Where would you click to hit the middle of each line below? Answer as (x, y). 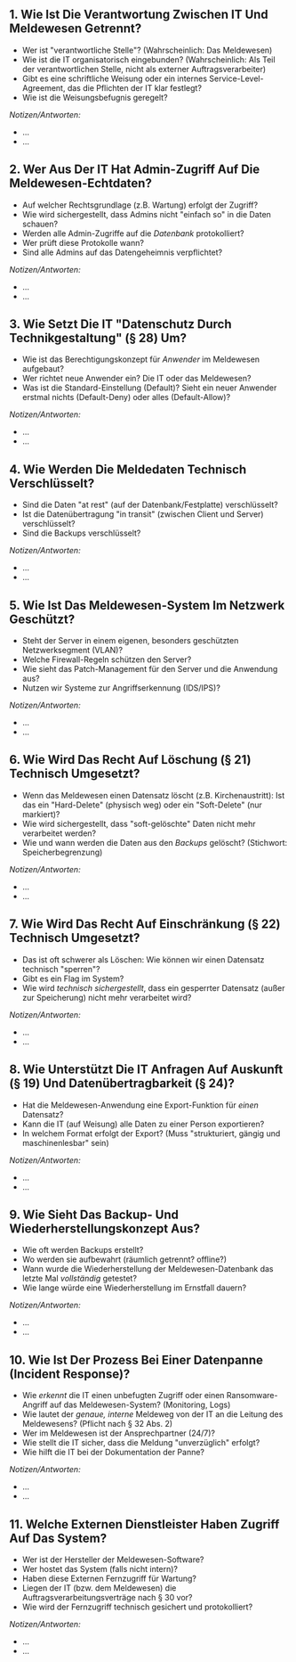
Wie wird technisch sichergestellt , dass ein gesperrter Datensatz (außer (154, 987)
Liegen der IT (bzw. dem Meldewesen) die (99, 1588)
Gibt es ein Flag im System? (73, 978)
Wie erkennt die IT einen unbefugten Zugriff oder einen (123, 1396)
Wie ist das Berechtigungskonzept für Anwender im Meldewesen (141, 359)
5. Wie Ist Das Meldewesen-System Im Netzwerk (147, 605)
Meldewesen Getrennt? (76, 29)
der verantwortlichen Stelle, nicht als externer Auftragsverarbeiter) (144, 69)
